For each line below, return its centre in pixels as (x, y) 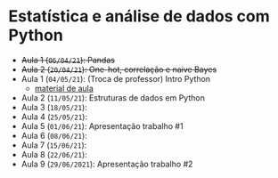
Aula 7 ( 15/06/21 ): (54, 145)
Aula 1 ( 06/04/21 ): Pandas (68, 60)
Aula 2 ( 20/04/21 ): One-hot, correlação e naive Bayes (119, 69)
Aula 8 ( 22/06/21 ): (54, 154)
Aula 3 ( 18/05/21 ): (54, 107)
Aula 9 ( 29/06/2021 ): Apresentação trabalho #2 (107, 164)
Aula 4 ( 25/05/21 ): (54, 117)
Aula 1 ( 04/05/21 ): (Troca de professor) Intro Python (116, 78)
